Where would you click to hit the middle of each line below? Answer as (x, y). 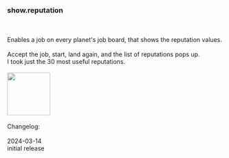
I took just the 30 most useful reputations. (66, 62)
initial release (26, 148)
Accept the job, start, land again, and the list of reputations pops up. (104, 54)
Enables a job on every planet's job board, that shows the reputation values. (115, 40)
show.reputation (35, 10)
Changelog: (23, 126)
